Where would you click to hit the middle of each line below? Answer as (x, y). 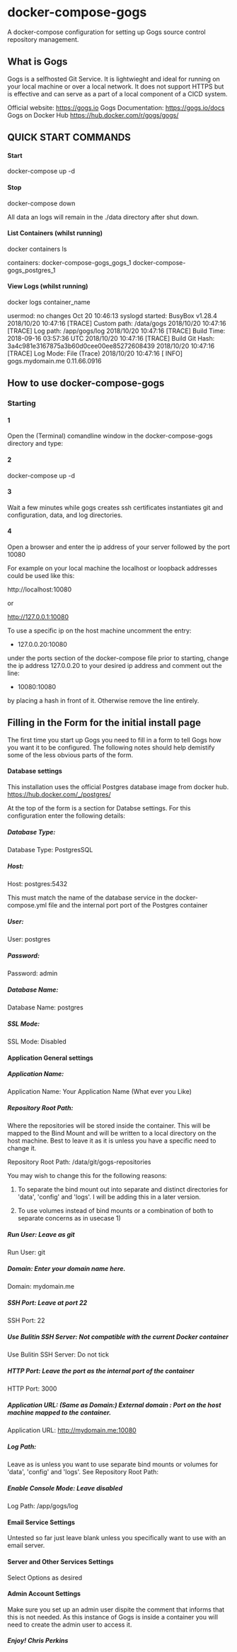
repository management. (43, 39)
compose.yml (27, 905)
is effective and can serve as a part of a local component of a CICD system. (117, 94)
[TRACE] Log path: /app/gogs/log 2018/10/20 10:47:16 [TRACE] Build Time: (116, 331)
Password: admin (33, 973)
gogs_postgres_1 (31, 270)
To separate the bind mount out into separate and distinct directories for (123, 1189)
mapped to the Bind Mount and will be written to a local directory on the (112, 1133)
